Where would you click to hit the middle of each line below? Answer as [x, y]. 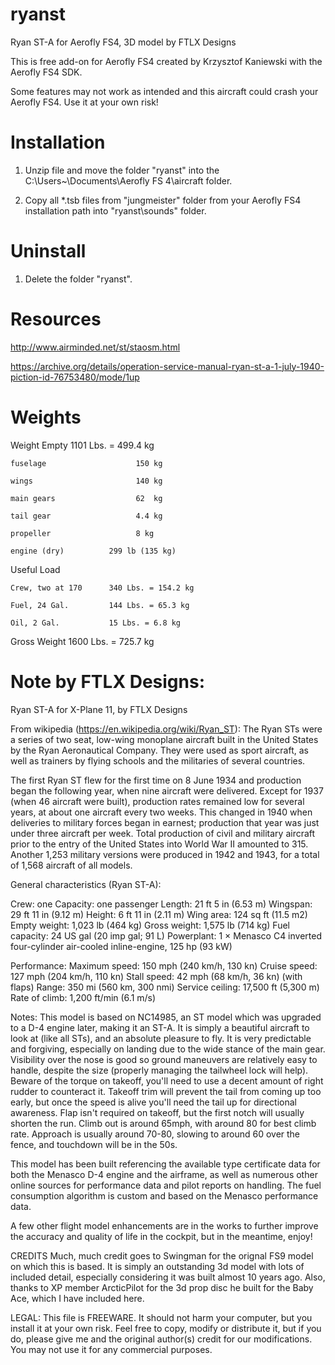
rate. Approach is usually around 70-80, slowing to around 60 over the [155, 1134]
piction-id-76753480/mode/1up [75, 377]
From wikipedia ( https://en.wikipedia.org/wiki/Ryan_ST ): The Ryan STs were [166, 729]
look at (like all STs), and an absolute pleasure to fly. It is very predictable [161, 1038]
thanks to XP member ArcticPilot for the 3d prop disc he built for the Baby [162, 1287]
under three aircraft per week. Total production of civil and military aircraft [163, 833]
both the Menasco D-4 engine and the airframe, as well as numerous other [164, 1174]
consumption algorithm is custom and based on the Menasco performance [164, 1195]
